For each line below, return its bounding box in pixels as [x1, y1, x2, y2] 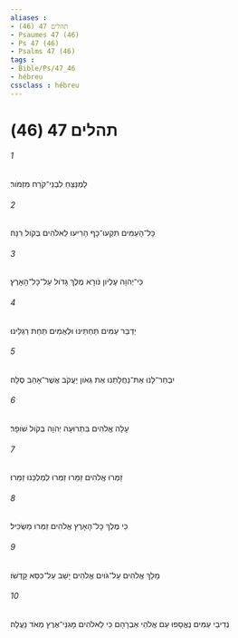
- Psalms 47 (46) [10, 47, 76, 56]
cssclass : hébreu [10, 81, 80, 90]
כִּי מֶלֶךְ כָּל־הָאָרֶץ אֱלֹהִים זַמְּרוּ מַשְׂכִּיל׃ [10, 521, 129, 532]
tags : [10, 55, 35, 64]
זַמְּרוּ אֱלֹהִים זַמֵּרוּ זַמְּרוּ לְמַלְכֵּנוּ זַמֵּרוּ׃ [10, 472, 123, 483]
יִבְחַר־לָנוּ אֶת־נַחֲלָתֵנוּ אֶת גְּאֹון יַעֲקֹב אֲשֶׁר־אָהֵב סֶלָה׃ [10, 374, 176, 385]
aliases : [10, 13, 48, 23]
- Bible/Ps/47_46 [10, 64, 76, 74]
